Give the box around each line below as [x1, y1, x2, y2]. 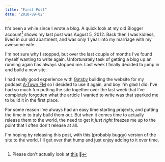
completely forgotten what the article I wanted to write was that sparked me [5, 92, 159, 98]
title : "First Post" [5, 7, 48, 12]
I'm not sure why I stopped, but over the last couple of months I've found [5, 51, 153, 57]
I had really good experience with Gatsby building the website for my [5, 77, 144, 82]
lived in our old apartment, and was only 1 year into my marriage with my [5, 36, 152, 42]
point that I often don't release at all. [5, 122, 79, 128]
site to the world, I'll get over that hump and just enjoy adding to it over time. [5, 137, 160, 143]
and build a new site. [5, 67, 47, 73]
